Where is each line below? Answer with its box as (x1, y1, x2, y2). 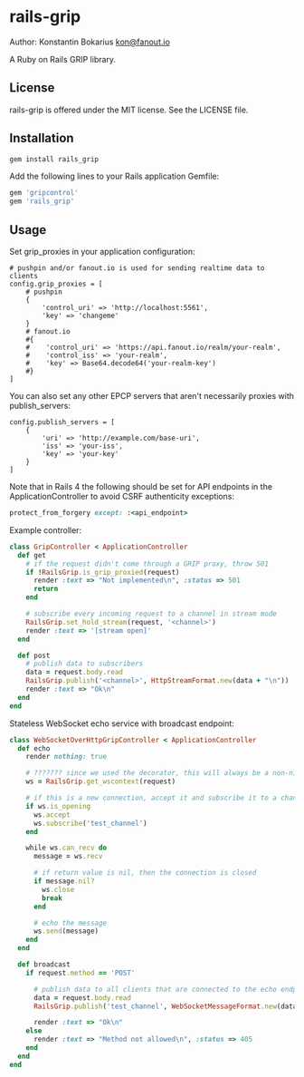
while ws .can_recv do (25, 843, 107, 853)
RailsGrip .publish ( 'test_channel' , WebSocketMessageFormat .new (33, 1002, 278, 1011)
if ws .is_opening (25, 801, 91, 810)
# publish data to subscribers (25, 659, 144, 668)
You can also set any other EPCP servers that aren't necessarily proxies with (9, 391, 295, 401)
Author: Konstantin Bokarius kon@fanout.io (9, 36, 170, 47)
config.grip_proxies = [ (9, 279, 103, 288)
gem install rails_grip (9, 154, 100, 164)
